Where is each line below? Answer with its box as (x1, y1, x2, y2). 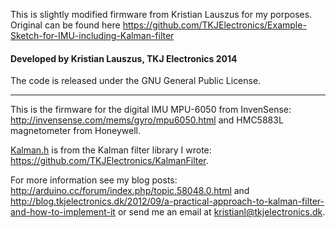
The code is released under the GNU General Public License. (10, 75, 262, 87)
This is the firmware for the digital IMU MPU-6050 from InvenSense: (10, 104, 292, 116)
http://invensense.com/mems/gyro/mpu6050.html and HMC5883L (10, 114, 284, 126)
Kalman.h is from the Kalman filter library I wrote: (10, 144, 212, 156)
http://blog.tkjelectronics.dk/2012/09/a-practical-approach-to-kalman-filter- (10, 195, 325, 208)
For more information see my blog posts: (10, 174, 178, 186)
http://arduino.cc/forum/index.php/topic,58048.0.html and (10, 185, 250, 197)
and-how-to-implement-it (10, 206, 116, 218)
